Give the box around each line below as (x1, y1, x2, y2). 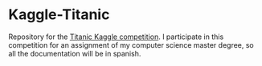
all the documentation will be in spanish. (8, 49, 141, 58)
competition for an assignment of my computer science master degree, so (8, 40, 255, 49)
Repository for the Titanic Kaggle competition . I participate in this (8, 32, 224, 41)
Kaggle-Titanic (8, 6, 110, 24)
